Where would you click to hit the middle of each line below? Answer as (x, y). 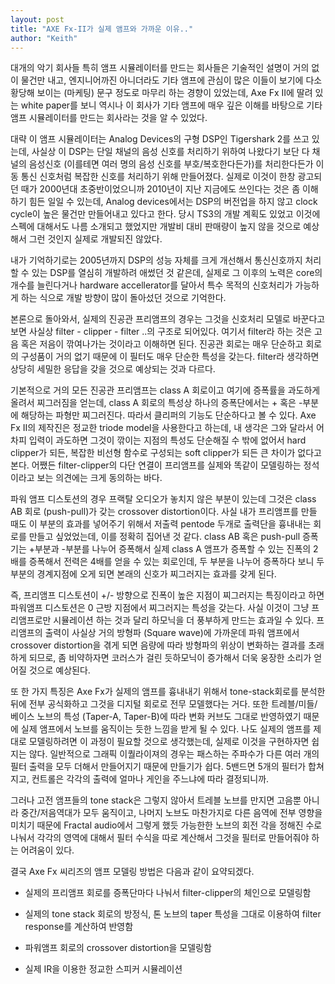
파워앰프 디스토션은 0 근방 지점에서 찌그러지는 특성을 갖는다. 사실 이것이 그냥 (160, 608)
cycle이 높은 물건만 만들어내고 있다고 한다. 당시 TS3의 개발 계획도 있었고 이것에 (165, 214)
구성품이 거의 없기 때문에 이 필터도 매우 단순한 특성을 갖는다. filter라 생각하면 (170, 357)
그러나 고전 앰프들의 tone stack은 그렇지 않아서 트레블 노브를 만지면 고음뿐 (156, 800)
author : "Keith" (44, 38)
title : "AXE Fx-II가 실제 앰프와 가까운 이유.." (102, 29)
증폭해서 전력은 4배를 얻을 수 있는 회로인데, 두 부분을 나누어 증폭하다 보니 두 (176, 562)
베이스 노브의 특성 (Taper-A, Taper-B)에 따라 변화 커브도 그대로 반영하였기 (156, 717)
